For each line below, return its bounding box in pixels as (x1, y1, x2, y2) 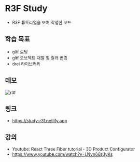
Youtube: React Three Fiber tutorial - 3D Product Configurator (12, 146, 135, 152)
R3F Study (5, 3, 48, 14)
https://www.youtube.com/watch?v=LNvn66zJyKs (12, 151, 113, 157)
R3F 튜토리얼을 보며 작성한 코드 (12, 19, 72, 25)
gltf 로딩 (12, 49, 28, 55)
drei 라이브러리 (12, 61, 41, 67)
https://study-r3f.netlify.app (12, 118, 68, 124)
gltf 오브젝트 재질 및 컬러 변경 (12, 55, 68, 60)
